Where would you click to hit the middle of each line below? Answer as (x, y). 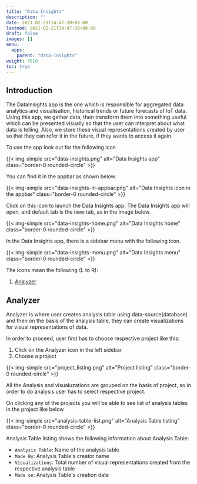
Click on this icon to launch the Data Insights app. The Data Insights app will (98, 206)
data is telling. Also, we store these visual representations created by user (96, 130)
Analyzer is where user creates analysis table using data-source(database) (97, 314)
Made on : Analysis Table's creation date (62, 475)
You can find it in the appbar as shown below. (61, 176)
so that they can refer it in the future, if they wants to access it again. (89, 136)
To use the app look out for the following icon (61, 148)
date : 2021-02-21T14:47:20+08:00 (47, 22)
